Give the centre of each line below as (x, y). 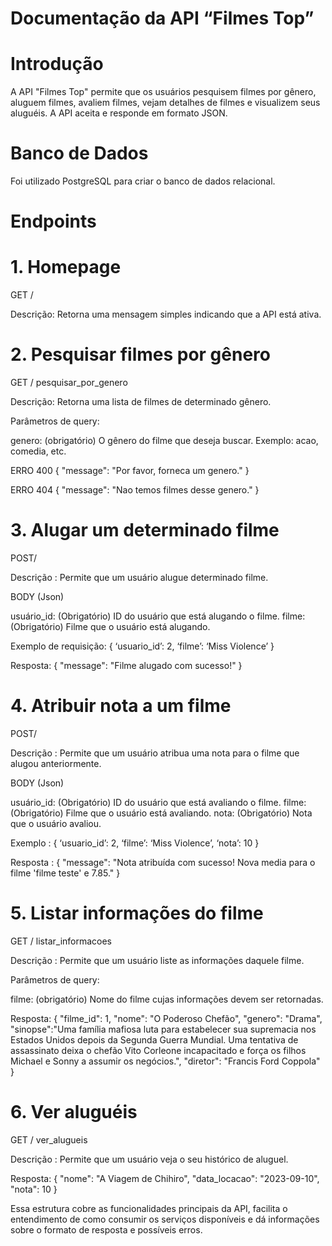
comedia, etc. (38, 451)
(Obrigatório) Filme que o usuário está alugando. (110, 627)
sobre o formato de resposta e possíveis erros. (106, 1229)
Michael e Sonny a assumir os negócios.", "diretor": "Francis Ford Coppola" (165, 1061)
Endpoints (53, 221)
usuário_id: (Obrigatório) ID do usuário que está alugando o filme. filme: (158, 616)
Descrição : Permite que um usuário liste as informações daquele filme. (157, 960)
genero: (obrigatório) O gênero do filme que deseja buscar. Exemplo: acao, (164, 441)
